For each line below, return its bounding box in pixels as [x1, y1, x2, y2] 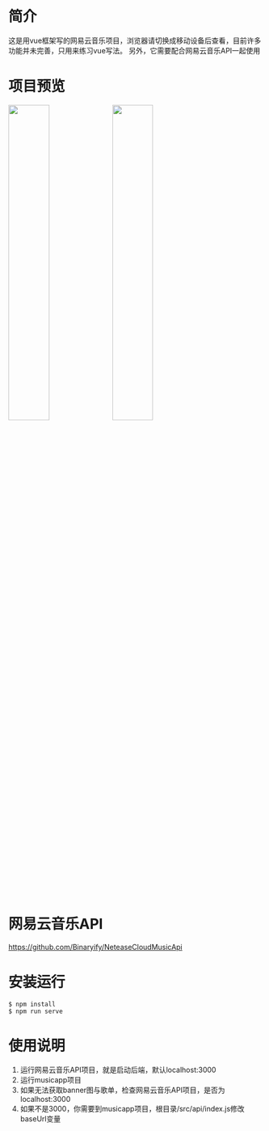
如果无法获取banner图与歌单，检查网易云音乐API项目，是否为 [19, 1085, 225, 1095]
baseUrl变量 [19, 1113, 61, 1124]
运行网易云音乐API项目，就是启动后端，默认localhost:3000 [19, 1065, 216, 1074]
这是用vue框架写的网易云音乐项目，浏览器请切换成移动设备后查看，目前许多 [8, 36, 262, 45]
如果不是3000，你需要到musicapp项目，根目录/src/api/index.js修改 [19, 1104, 245, 1113]
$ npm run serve [8, 1007, 63, 1015]
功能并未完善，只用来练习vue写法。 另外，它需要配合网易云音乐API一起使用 [8, 45, 261, 55]
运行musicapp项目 [19, 1074, 82, 1084]
